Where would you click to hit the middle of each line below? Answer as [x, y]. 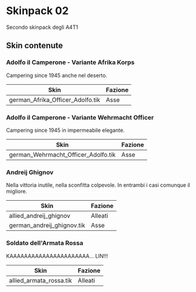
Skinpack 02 [37, 11]
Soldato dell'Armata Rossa [45, 243]
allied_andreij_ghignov [40, 216]
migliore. [17, 191]
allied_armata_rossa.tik [41, 280]
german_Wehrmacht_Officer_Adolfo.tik [62, 154]
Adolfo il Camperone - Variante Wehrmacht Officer [80, 117]
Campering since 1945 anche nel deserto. [57, 75]
